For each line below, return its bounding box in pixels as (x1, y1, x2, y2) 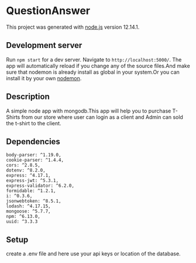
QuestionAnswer (6, 4, 91, 18)
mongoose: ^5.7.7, (6, 209, 51, 214)
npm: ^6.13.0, (6, 214, 41, 220)
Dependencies (6, 136, 60, 146)
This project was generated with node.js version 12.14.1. (6, 23, 140, 30)
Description (6, 92, 50, 102)
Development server (6, 40, 82, 50)
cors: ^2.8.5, (6, 162, 41, 168)
